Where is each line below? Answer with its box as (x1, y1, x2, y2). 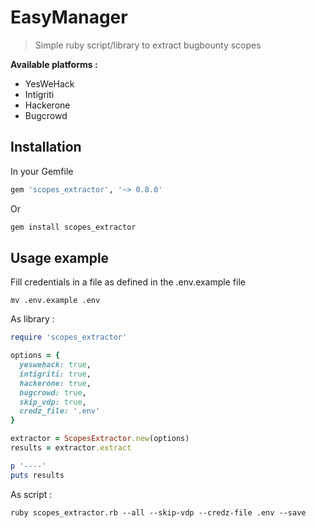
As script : (10, 488, 53, 500)
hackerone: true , (19, 378, 92, 388)
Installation (10, 139, 82, 156)
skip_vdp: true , (19, 397, 87, 407)
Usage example (10, 249, 110, 266)
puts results (10, 470, 65, 480)
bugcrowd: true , (19, 387, 87, 398)
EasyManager (10, 6, 128, 29)
